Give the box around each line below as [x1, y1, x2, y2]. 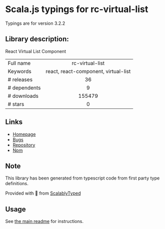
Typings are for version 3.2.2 [5, 20, 66, 26]
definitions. [5, 181, 29, 187]
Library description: [5, 35, 69, 43]
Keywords [8, 68, 32, 75]
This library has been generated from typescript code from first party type [5, 175, 160, 181]
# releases [8, 76, 33, 83]
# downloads [8, 92, 39, 99]
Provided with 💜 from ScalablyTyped [5, 190, 81, 196]
